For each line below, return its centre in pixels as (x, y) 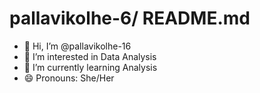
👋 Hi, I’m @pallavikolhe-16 (77, 46)
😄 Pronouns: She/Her (69, 78)
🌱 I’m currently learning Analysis (90, 67)
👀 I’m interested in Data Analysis (90, 56)
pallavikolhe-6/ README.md (130, 18)
